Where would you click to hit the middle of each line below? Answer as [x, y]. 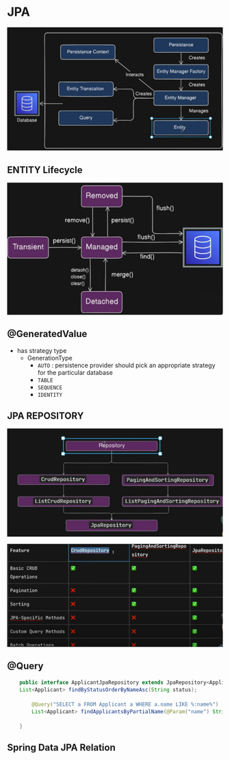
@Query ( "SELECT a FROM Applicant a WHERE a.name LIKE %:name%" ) [125, 704]
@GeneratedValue [47, 334]
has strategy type [42, 350]
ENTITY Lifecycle [45, 170]
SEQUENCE [50, 388]
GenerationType [50, 358]
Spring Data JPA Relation [62, 747]
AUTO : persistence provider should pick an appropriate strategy [126, 365]
